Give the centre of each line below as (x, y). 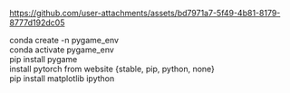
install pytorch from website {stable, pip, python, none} (112, 69)
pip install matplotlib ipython (62, 79)
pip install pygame (43, 59)
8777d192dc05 (37, 23)
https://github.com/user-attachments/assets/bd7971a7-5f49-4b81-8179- (145, 13)
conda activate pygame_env (62, 50)
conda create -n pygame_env (64, 40)
